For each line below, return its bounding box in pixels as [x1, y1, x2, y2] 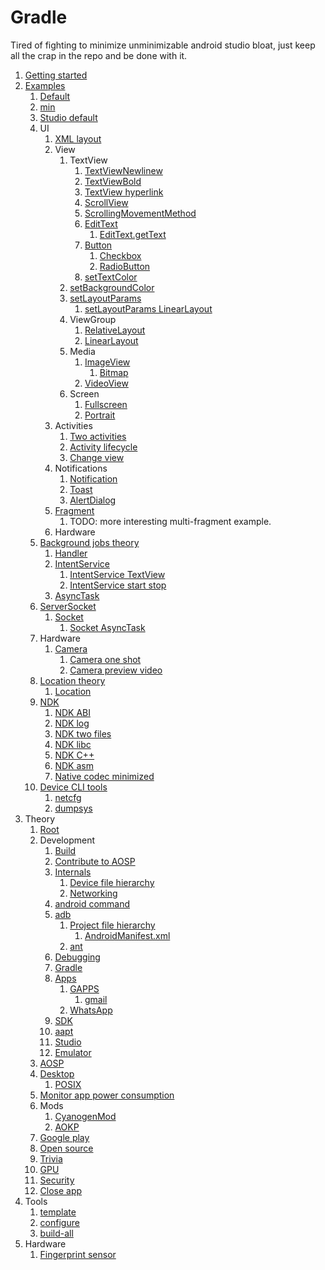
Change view [69, 451, 125, 463]
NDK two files [54, 727, 112, 740]
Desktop [39, 1067, 75, 1080]
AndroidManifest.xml [84, 929, 171, 941]
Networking [69, 887, 118, 899]
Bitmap [99, 366, 129, 378]
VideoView [84, 377, 129, 389]
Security [39, 1174, 75, 1186]
